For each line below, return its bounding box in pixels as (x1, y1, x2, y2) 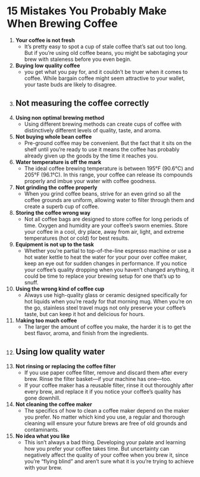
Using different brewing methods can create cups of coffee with (24, 120, 182, 128)
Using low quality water (15, 347, 105, 357)
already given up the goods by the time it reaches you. (24, 152, 158, 159)
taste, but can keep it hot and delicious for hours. (24, 310, 145, 317)
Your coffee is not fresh (15, 36, 75, 44)
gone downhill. (24, 394, 61, 401)
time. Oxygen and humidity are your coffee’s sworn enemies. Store (24, 222, 188, 229)
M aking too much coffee (15, 317, 77, 324)
